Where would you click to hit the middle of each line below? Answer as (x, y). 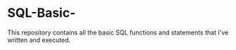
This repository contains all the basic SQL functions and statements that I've (118, 32)
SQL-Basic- (42, 13)
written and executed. (39, 39)
